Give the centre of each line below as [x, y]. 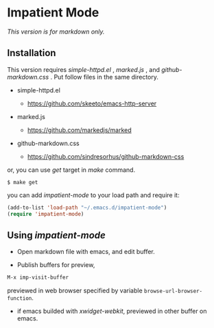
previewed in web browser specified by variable [75, 291]
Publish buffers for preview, [56, 265]
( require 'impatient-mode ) [46, 214]
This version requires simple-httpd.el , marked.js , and [83, 69]
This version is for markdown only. [56, 31]
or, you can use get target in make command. [71, 170]
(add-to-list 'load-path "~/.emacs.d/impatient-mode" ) [87, 207]
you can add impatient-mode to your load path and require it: [93, 195]
